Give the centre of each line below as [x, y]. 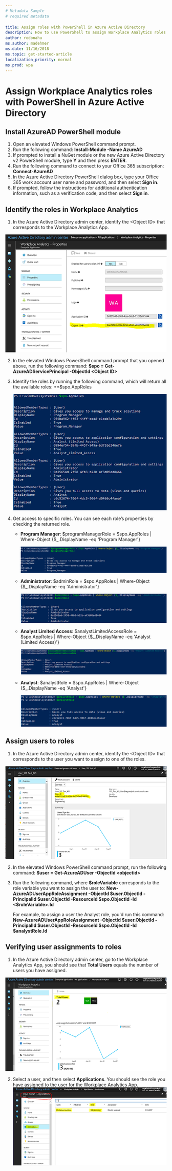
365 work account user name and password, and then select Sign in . [85, 182]
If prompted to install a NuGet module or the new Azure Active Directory [89, 155]
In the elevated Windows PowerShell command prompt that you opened [89, 360]
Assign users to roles [40, 741]
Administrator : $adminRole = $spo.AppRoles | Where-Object [85, 581]
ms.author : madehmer [27, 44]
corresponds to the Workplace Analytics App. [61, 227]
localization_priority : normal [39, 60]
